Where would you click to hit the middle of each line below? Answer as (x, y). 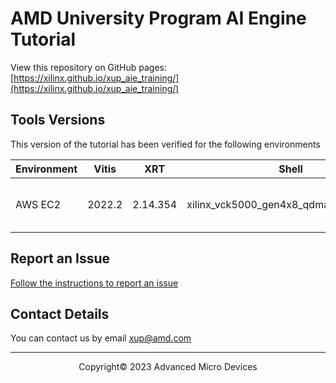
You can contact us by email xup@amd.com (101, 338)
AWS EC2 (38, 204)
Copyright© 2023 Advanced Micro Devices (168, 367)
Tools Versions (58, 120)
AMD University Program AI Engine (158, 18)
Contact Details (60, 313)
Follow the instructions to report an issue (94, 283)
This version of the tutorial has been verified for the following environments (165, 144)
